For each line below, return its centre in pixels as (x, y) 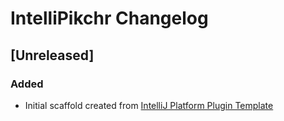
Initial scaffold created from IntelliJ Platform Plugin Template (149, 105)
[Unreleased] (52, 55)
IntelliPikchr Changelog (109, 18)
